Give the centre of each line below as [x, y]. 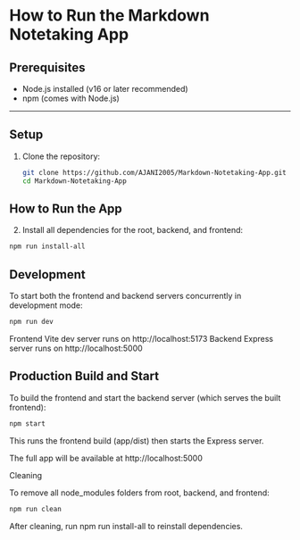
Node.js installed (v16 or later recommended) [105, 89]
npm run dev [31, 322]
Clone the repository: [61, 156]
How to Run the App [66, 208]
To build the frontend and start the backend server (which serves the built [145, 397]
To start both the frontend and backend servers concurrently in [125, 296]
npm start [28, 424]
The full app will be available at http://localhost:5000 [106, 458]
